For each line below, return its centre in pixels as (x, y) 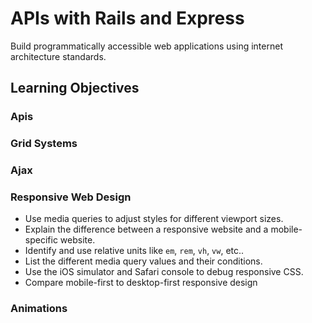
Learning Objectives (75, 88)
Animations (39, 309)
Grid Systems (44, 144)
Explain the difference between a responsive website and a (146, 229)
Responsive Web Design (71, 197)
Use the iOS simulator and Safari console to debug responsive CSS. (164, 272)
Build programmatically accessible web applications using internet (146, 46)
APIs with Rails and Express (127, 18)
